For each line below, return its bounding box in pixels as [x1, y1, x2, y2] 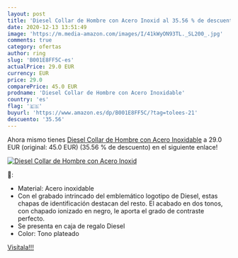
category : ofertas [7, 43, 62, 50]
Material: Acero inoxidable [17, 184, 94, 192]
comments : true [7, 37, 52, 44]
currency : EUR [7, 69, 50, 77]
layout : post [7, 10, 46, 18]
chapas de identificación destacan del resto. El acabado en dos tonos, [17, 199, 223, 208]
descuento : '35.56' [7, 116, 65, 123]
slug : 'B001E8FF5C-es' [7, 57, 74, 64]
